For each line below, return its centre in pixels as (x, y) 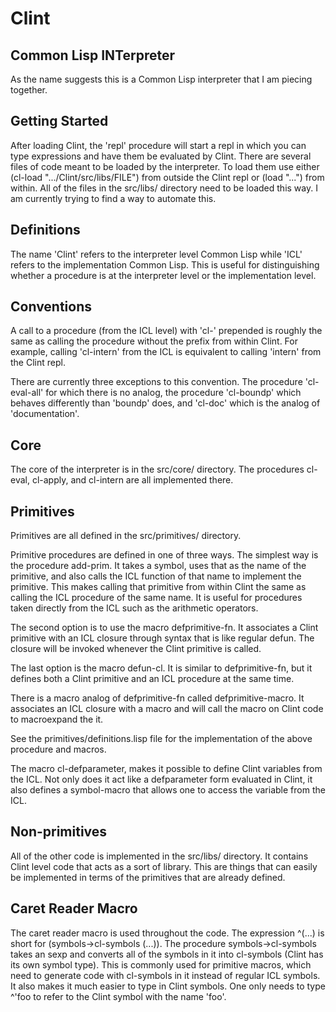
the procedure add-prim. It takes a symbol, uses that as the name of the (158, 566)
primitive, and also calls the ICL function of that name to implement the (156, 576)
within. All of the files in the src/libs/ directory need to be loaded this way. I (164, 188)
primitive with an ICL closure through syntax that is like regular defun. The (162, 638)
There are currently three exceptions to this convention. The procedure (156, 382)
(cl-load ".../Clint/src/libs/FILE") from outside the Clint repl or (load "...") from (167, 177)
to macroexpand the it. (57, 719)
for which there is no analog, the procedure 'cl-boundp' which (173, 393)
